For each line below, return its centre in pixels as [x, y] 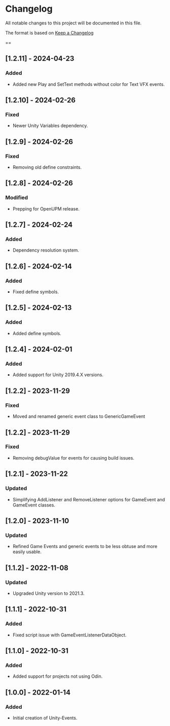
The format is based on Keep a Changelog [49, 33]
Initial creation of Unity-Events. [45, 718]
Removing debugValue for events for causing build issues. [73, 458]
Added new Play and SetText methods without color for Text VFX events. [89, 84]
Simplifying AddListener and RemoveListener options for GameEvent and [89, 499]
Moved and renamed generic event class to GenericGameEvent [79, 416]
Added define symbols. [37, 333]
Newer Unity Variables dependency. [50, 126]
